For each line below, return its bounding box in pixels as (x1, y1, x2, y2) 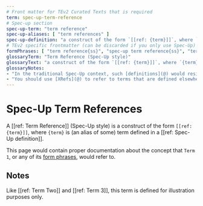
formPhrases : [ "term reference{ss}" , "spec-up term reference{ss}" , (6, 48, 185, 54)
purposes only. (6, 193, 43, 200)
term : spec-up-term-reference (6, 14, 83, 21)
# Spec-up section (6, 20, 53, 26)
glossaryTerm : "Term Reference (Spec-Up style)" (6, 54, 131, 60)
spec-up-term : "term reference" (6, 25, 88, 32)
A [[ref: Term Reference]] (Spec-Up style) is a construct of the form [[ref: (6, 122, 192, 130)
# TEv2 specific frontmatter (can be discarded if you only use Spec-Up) (6, 43, 196, 49)
